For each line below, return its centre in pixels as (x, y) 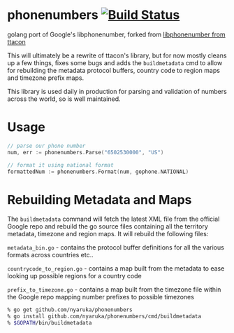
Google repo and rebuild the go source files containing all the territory (108, 226)
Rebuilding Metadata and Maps (100, 199)
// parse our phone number (46, 146)
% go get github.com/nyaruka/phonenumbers (70, 310)
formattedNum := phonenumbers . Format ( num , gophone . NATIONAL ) (98, 172)
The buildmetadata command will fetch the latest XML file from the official (114, 219)
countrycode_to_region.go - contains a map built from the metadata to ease (116, 269)
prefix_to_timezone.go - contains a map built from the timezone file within (114, 290)
